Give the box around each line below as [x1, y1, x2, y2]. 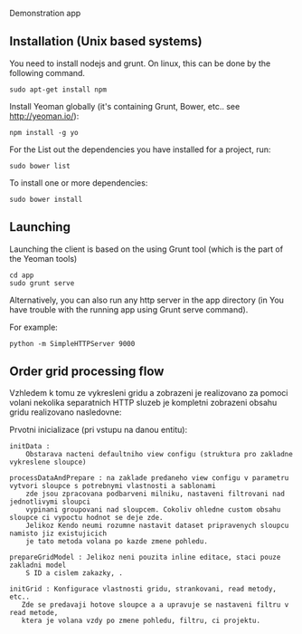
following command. [9, 67, 86, 78]
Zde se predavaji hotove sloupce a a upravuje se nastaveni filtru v [21, 600, 289, 610]
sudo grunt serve [9, 278, 75, 288]
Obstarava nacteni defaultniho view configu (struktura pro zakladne [25, 450, 294, 459]
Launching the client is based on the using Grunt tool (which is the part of [9, 244, 283, 255]
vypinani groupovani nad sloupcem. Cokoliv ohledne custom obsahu [25, 505, 281, 514]
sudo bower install [9, 195, 83, 204]
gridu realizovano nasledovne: [9, 407, 122, 418]
